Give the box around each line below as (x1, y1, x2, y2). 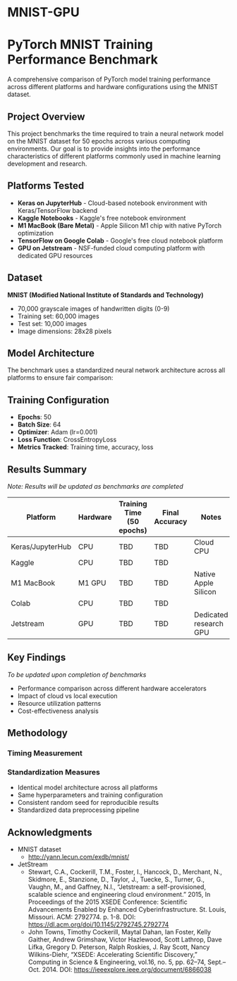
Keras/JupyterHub (11, 542, 72, 552)
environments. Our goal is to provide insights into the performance (7, 144, 201, 153)
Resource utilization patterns (17, 699, 102, 707)
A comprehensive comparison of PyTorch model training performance (7, 75, 211, 83)
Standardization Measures (7, 767, 100, 777)
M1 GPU (78, 578, 107, 588)
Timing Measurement (7, 748, 83, 758)
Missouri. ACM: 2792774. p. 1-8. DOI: (28, 913, 136, 922)
